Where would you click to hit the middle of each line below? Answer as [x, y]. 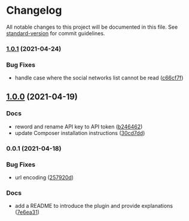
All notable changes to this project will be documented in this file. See [92, 27]
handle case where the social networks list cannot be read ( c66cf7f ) [99, 78]
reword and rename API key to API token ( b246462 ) [79, 127]
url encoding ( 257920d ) [44, 177]
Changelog [34, 10]
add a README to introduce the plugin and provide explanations [94, 206]
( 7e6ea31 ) [27, 212]
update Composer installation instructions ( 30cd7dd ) [80, 133]
